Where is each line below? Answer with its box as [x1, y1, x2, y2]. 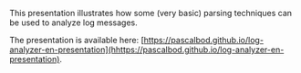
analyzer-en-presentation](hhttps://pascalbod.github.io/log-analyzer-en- [9, 44, 285, 55]
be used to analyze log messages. [9, 17, 139, 28]
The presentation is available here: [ [9, 35, 144, 45]
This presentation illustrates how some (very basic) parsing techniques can [9, 8, 293, 18]
